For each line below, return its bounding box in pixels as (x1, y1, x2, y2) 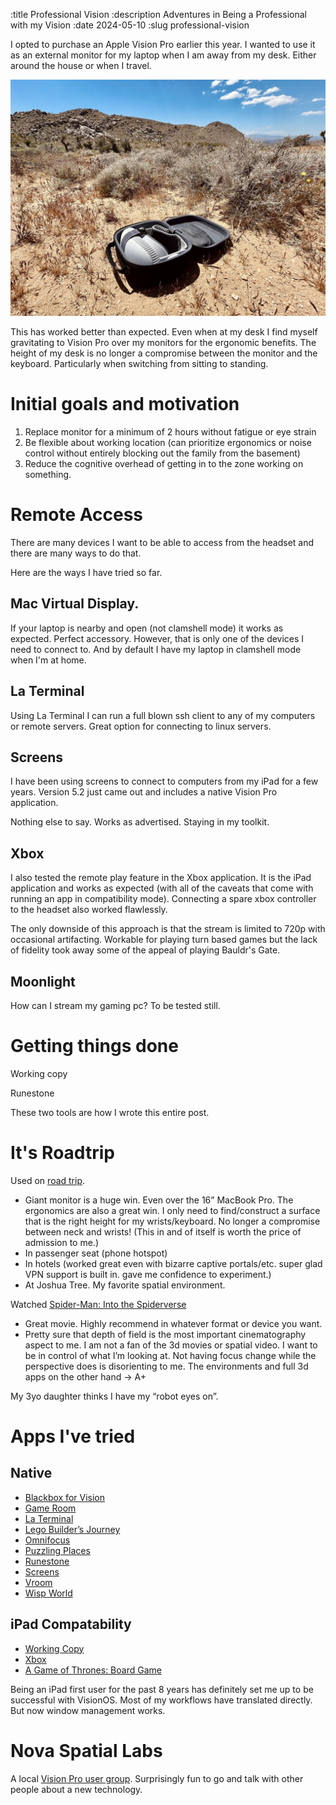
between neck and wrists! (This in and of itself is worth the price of (24, 1225, 302, 1238)
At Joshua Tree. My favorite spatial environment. (24, 1279, 226, 1291)
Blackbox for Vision (24, 1491, 105, 1503)
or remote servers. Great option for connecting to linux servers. (10, 720, 272, 732)
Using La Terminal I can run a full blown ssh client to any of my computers (10, 709, 316, 721)
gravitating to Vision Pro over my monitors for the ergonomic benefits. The (10, 337, 317, 348)
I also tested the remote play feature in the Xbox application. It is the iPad (10, 872, 312, 884)
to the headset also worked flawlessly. (10, 904, 168, 916)
